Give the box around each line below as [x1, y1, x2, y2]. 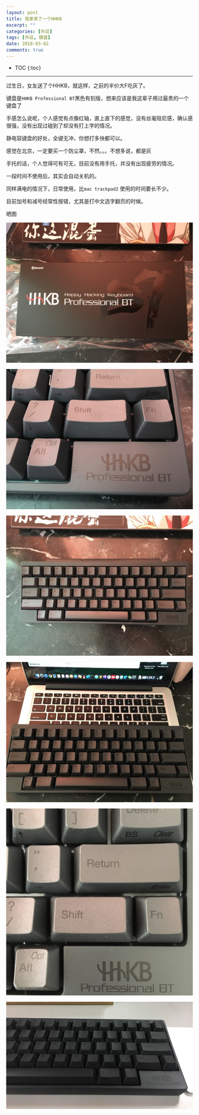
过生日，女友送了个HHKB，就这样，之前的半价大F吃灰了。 [6, 82, 149, 89]
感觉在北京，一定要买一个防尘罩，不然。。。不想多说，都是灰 [6, 147, 152, 154]
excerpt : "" [6, 22, 36, 28]
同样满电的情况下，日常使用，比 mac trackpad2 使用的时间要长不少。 [6, 185, 172, 192]
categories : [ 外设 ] [6, 28, 53, 34]
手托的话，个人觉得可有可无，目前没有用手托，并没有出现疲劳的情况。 [6, 160, 178, 167]
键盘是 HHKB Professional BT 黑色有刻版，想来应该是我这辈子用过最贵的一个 [6, 94, 190, 101]
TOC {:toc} [14, 64, 41, 71]
